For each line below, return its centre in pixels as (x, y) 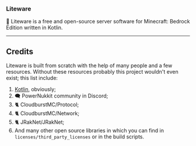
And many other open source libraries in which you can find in (89, 131)
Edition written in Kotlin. (34, 27)
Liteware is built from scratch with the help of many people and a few (89, 65)
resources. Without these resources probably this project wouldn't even (92, 72)
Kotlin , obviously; (35, 89)
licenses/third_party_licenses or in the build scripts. (79, 137)
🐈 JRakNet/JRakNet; (39, 122)
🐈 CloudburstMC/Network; (47, 113)
